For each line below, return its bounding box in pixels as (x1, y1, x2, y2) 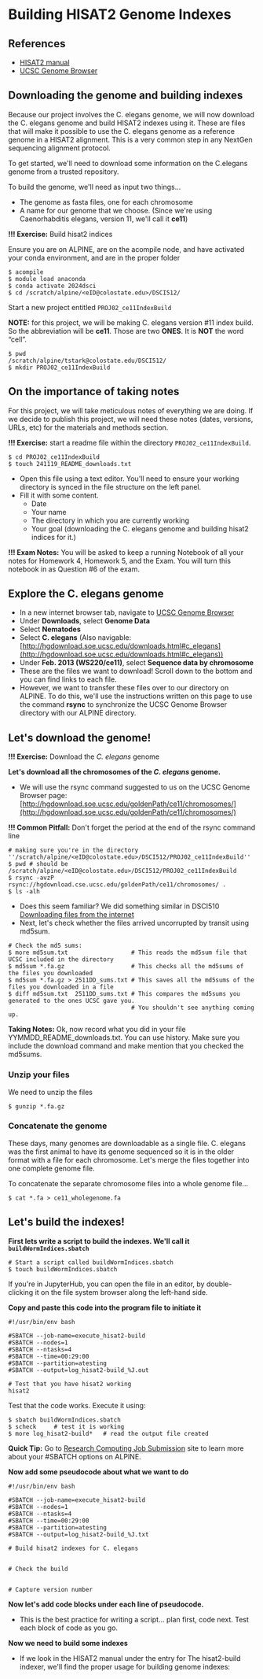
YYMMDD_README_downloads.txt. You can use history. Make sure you (8, 1033, 240, 1042)
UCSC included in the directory (8, 956, 114, 963)
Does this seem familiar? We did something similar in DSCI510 (19, 901, 220, 911)
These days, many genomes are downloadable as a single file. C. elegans (8, 1138, 246, 1148)
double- (206, 1279, 232, 1289)
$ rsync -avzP (8, 874, 55, 882)
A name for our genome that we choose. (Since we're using (19, 205, 213, 215)
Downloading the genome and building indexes (8, 89, 243, 102)
